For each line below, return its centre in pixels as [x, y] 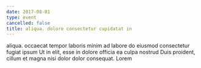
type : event [21, 17]
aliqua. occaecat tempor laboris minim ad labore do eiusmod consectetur [98, 46]
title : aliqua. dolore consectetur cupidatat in [69, 29]
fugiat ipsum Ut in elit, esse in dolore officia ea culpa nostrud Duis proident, [101, 52]
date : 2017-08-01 [28, 12]
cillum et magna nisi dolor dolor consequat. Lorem [69, 58]
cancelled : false [28, 23]
